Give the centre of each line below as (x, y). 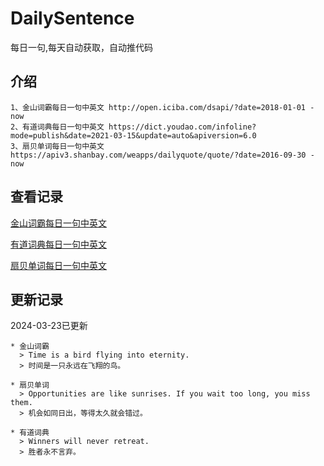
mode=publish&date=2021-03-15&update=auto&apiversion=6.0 (133, 135)
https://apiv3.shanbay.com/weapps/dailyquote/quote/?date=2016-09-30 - (162, 155)
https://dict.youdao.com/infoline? (182, 127)
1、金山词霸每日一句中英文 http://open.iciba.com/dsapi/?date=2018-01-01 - (162, 107)
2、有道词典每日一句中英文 (57, 127)
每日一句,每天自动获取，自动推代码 (82, 47)
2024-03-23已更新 (49, 326)
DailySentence (72, 18)
